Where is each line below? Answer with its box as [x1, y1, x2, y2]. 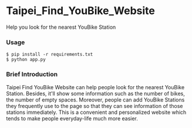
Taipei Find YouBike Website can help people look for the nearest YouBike [6, 83, 185, 90]
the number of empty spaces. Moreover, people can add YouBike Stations [6, 96, 185, 103]
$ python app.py [6, 57, 46, 63]
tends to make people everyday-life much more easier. [6, 114, 138, 122]
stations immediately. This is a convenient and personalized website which [6, 109, 187, 116]
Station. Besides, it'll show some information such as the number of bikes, [6, 90, 185, 97]
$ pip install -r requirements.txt [6, 52, 93, 58]
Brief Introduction [6, 70, 58, 79]
